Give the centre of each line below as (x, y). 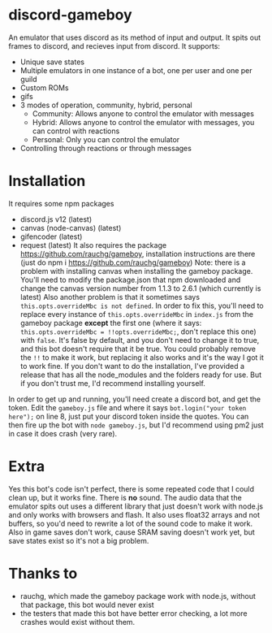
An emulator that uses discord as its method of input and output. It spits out (135, 37)
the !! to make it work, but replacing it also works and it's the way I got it (142, 357)
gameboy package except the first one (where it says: (111, 323)
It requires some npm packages (61, 203)
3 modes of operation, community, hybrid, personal (106, 105)
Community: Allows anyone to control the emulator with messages (143, 113)
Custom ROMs (44, 88)
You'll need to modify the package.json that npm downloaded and (130, 280)
